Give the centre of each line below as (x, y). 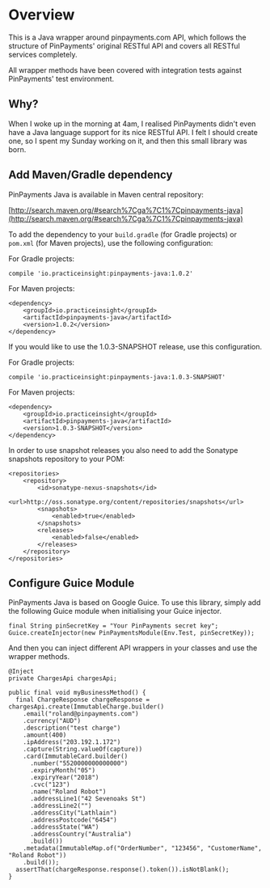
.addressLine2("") (61, 806)
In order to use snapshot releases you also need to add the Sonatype (123, 450)
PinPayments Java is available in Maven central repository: (106, 194)
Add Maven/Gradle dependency (91, 175)
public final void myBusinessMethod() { (78, 693)
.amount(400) (45, 735)
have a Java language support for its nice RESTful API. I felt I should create (133, 132)
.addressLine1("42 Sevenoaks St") (88, 799)
